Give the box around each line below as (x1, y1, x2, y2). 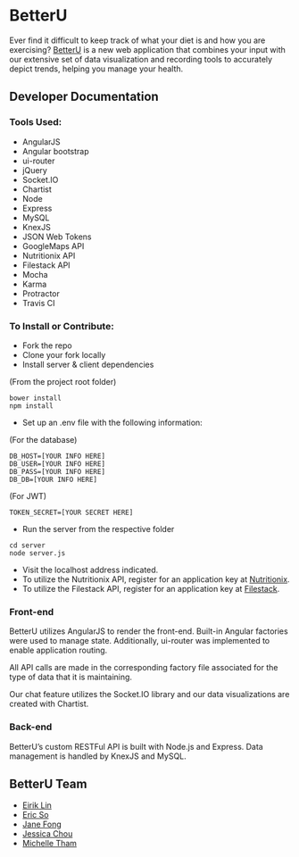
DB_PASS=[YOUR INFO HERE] (9, 467, 105, 476)
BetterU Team (9, 776, 87, 791)
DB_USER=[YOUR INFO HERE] (9, 459, 105, 469)
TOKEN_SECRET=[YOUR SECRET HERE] (9, 508, 134, 517)
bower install (9, 394, 62, 403)
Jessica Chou (21, 828, 73, 839)
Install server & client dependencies (21, 359, 154, 370)
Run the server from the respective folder (21, 523, 175, 534)
